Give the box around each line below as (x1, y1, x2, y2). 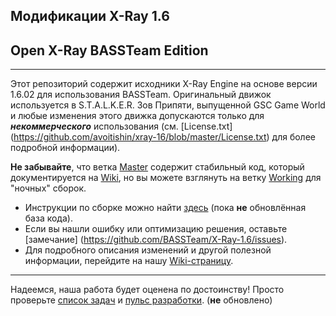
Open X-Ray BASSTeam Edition (10, 42, 209, 59)
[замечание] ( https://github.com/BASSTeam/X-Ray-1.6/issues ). (24, 234, 288, 246)
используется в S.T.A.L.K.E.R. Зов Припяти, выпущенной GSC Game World (10, 99, 326, 111)
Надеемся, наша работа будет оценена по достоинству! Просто (10, 284, 285, 296)
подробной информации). (10, 142, 121, 154)
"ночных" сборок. (10, 182, 87, 194)
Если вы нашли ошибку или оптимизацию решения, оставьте (24, 223, 288, 235)
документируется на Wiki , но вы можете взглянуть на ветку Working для (10, 172, 322, 184)
